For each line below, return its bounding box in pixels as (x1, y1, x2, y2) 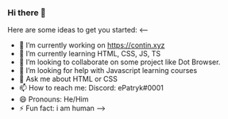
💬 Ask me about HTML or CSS (18, 75, 118, 84)
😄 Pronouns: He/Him (18, 94, 89, 104)
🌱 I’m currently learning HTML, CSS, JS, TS (18, 49, 160, 59)
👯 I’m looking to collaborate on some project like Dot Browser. (18, 57, 221, 67)
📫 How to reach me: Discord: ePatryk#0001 (18, 83, 164, 93)
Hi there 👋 (7, 7, 47, 18)
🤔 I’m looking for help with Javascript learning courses (18, 66, 198, 75)
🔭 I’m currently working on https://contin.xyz (18, 40, 165, 50)
